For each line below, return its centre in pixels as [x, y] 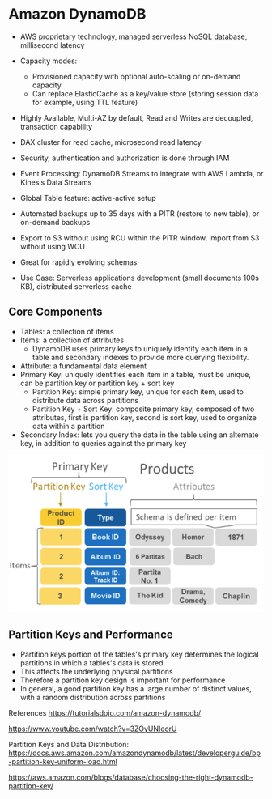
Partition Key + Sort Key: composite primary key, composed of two [143, 409]
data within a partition [68, 426]
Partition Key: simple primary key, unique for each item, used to [138, 391]
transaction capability [56, 126]
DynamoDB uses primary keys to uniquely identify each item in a [140, 348]
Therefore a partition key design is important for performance [123, 680]
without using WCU [52, 246]
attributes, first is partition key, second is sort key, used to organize [144, 417]
